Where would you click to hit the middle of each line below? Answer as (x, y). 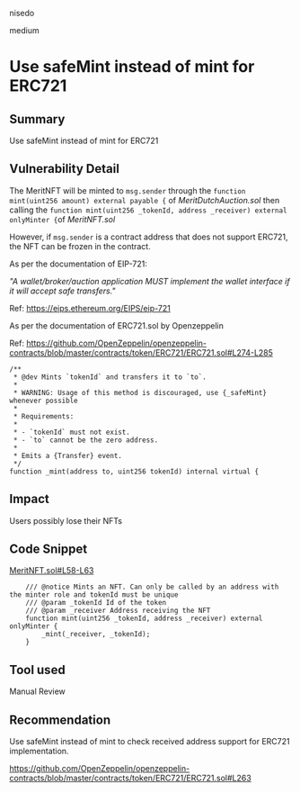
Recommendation (60, 720)
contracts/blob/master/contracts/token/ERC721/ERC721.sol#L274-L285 (141, 352)
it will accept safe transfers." (62, 291)
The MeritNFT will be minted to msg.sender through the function (128, 190)
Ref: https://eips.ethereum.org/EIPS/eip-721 (90, 308)
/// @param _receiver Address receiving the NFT (118, 611)
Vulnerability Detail (64, 169)
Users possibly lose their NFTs (66, 520)
